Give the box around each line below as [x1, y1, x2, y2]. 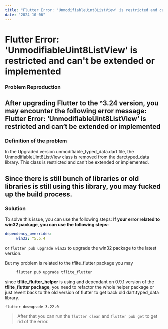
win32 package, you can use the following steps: [5, 221, 109, 227]
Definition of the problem [5, 137, 67, 144]
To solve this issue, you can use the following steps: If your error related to [5, 216, 160, 222]
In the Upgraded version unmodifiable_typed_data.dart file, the [5, 149, 134, 155]
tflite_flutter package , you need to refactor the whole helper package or [5, 284, 154, 290]
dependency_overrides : [5, 231, 52, 236]
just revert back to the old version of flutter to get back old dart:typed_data [5, 289, 159, 295]
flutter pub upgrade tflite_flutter [16, 269, 93, 275]
